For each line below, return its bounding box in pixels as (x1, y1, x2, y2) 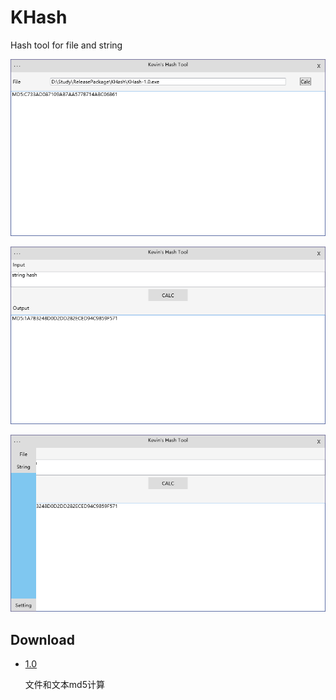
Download (10, 631, 75, 648)
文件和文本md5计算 (24, 679, 105, 691)
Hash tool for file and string (10, 39, 123, 51)
